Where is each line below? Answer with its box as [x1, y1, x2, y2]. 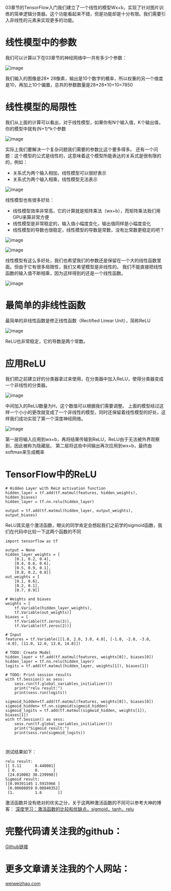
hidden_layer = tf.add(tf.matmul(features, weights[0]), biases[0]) [5, 654, 154, 659]
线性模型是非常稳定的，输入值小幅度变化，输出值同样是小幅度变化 [12, 220, 151, 227]
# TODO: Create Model [5, 650, 51, 655]
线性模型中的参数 [5, 37, 77, 48]
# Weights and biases [5, 596, 51, 602]
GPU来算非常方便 [12, 214, 49, 220]
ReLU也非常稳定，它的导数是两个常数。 [5, 338, 88, 344]
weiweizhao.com [5, 880, 41, 886]
